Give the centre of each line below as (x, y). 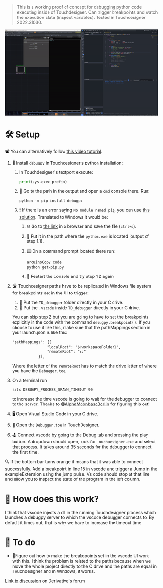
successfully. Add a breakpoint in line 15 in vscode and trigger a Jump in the (81, 469)
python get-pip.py (45, 267)
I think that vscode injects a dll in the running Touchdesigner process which (81, 513)
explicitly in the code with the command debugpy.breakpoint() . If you (81, 322)
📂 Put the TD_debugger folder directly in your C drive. (71, 303)
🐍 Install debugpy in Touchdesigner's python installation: (67, 163)
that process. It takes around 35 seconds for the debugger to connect (82, 447)
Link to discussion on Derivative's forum (45, 581)
